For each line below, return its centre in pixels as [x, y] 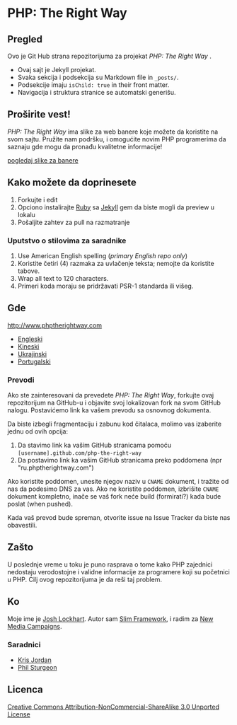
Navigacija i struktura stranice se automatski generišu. [97, 92]
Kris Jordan [34, 660]
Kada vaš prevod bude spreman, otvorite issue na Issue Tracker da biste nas [119, 518]
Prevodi [21, 380]
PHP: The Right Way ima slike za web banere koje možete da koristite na [113, 132]
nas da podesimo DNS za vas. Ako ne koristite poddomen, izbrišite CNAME [113, 489]
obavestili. [22, 526]
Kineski [28, 346]
